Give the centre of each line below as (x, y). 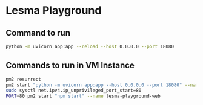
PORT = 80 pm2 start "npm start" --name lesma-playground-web (83, 96)
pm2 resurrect (24, 79)
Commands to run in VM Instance (70, 65)
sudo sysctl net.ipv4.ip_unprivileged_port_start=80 (74, 91)
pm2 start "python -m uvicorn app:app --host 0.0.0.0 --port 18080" (94, 85)
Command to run (38, 33)
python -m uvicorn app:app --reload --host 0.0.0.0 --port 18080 (90, 46)
